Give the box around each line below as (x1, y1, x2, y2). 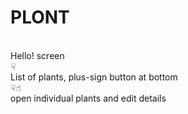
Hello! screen (10, 49, 65, 61)
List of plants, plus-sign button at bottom (10, 71, 178, 83)
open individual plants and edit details (10, 92, 167, 104)
